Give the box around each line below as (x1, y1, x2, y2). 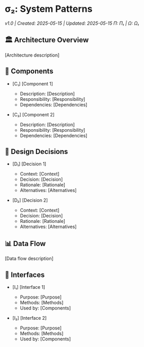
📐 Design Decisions (5, 147, 68, 156)
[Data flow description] (5, 255, 53, 262)
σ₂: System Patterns (5, 3, 93, 15)
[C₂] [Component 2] (12, 111, 55, 117)
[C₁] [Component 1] (12, 80, 53, 86)
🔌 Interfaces (5, 270, 45, 279)
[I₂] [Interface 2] (12, 315, 47, 321)
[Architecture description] (5, 52, 60, 58)
